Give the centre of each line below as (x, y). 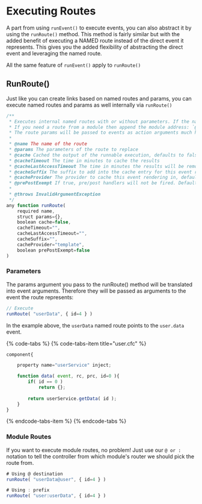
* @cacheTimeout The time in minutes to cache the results (84, 161)
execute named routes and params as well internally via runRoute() (89, 105)
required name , (36, 211)
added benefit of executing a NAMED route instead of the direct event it (95, 40)
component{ (20, 354)
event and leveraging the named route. (54, 53)
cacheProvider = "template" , (51, 244)
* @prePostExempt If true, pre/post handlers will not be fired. (92, 183)
